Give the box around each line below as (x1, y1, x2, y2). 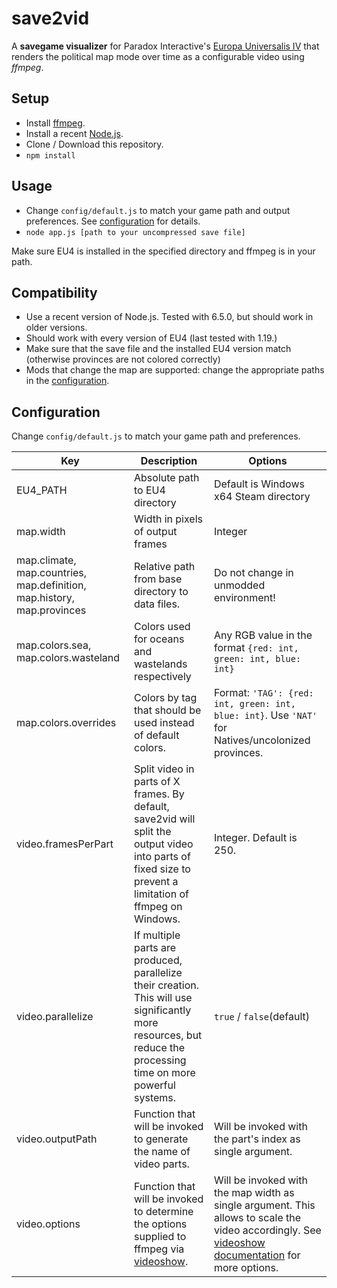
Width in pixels (134, 512, 203, 526)
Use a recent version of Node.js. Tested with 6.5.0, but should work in (25, 311, 314, 323)
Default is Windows (213, 477, 305, 491)
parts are (134, 941, 177, 955)
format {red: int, (213, 641, 299, 655)
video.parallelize (16, 1010, 94, 1024)
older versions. (25, 322, 88, 334)
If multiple (134, 928, 181, 942)
